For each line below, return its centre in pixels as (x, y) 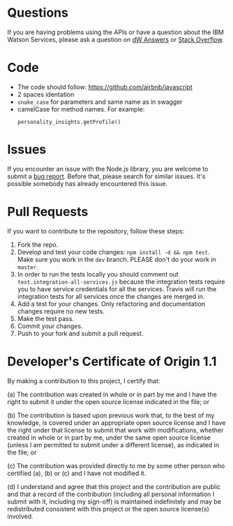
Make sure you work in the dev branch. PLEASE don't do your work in (116, 259)
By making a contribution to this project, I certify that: (84, 380)
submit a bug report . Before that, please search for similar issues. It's (106, 176)
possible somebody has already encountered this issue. (88, 183)
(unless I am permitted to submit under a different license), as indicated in (113, 444)
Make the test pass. (46, 318)
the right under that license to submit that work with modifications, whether (115, 430)
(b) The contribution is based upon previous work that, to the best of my (111, 415)
